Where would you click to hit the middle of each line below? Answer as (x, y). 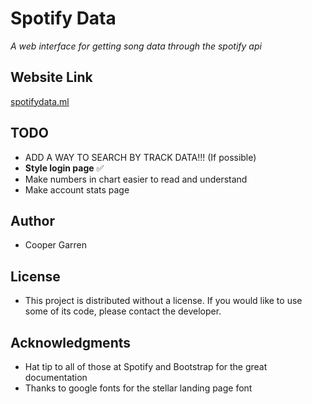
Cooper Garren (56, 245)
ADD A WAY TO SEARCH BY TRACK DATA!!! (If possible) (140, 157)
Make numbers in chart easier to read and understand (136, 179)
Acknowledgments (71, 342)
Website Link (51, 77)
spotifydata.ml (40, 101)
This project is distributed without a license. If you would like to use (163, 301)
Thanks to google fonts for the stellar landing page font (138, 388)
